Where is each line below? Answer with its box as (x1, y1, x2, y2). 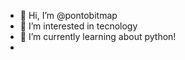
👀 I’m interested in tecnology (19, 20, 138, 32)
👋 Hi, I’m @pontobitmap (19, 10, 118, 21)
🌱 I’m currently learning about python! (19, 31, 177, 42)
